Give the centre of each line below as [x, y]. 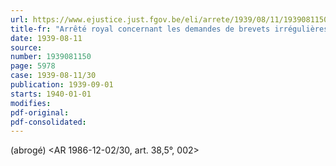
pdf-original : [40, 112]
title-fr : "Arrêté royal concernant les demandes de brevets [140, 29]
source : [26, 47]
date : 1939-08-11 [46, 38]
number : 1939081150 [51, 57]
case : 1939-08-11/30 [53, 76]
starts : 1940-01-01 [51, 94]
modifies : [31, 103]
